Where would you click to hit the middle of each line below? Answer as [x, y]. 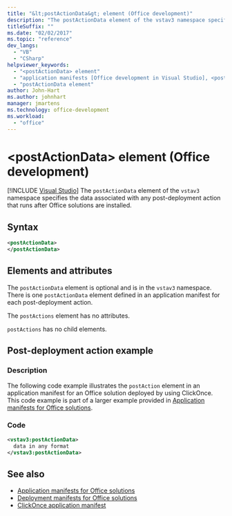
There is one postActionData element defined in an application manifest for [114, 295]
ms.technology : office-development [58, 110]
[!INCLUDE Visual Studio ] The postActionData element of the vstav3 [104, 191]
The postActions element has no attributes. [68, 316]
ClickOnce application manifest [61, 506]
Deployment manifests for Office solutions [77, 498]
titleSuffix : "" [30, 26]
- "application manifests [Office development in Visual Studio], [111, 78]
